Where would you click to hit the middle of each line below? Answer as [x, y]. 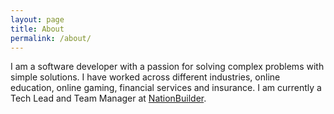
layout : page [37, 19]
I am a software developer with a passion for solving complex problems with [167, 67]
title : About [37, 29]
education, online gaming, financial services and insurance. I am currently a [166, 88]
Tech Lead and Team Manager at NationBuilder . [108, 98]
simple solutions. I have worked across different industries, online [145, 77]
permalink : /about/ [51, 38]
